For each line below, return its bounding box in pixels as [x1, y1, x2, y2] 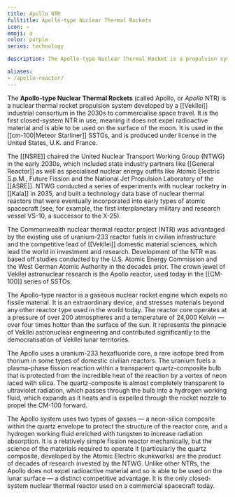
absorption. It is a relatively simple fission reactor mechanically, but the [7, 437, 212, 445]
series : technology [7, 43, 64, 50]
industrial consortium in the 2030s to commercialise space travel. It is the [7, 108, 219, 117]
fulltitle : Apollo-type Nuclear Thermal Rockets [7, 17, 152, 24]
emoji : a [7, 29, 33, 37]
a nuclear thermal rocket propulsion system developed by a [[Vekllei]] [7, 101, 208, 109]
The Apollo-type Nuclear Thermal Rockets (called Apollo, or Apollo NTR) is [7, 94, 227, 102]
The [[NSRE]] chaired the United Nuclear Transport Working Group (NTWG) [7, 152, 225, 160]
